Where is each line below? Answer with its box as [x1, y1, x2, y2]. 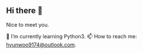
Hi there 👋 [6, 6, 43, 16]
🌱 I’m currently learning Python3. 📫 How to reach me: [6, 33, 137, 39]
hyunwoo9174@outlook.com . [6, 41, 77, 48]
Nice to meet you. [6, 21, 49, 28]
